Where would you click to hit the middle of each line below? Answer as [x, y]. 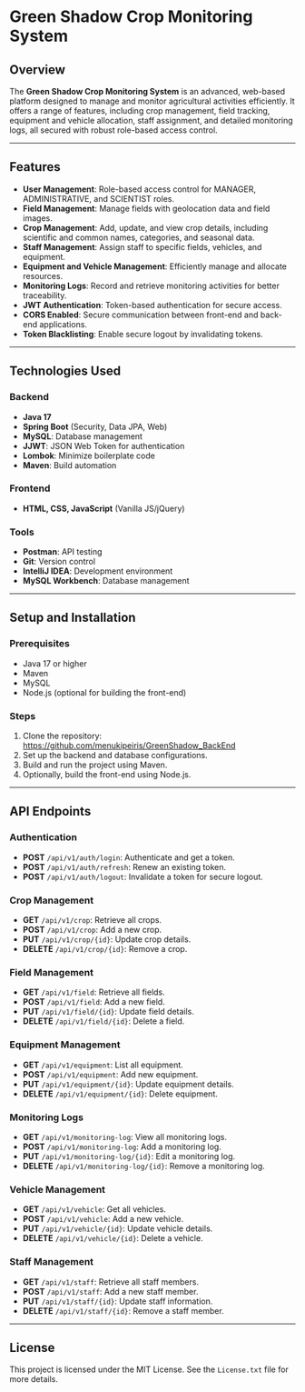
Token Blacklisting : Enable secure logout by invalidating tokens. [143, 334]
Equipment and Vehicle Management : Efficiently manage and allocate [155, 266]
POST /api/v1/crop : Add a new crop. [92, 930]
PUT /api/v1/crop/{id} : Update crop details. [107, 939]
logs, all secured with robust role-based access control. [113, 130]
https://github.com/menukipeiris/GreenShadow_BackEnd [129, 746]
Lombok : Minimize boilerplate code [89, 456]
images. [37, 218]
